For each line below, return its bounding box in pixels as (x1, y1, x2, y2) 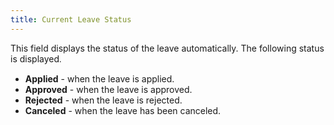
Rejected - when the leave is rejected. (24, 94, 183, 106)
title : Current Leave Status (10, 14, 132, 25)
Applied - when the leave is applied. (24, 72, 175, 85)
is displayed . (10, 52, 62, 65)
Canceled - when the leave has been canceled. (24, 104, 222, 116)
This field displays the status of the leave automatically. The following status (10, 42, 325, 54)
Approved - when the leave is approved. (24, 83, 193, 95)
